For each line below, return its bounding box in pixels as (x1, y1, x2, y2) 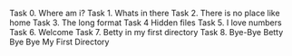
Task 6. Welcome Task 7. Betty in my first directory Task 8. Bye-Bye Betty (9, 27, 284, 37)
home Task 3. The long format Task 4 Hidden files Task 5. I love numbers (9, 17, 283, 28)
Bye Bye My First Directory (9, 36, 110, 47)
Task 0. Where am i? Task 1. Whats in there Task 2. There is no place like (9, 8, 280, 18)
